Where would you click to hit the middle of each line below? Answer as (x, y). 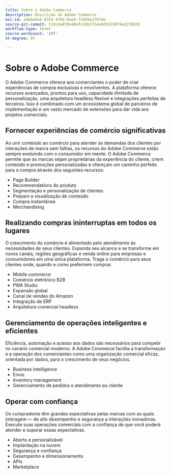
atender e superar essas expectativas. (45, 430)
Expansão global (30, 291)
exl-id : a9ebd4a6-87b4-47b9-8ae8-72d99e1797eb (55, 19)
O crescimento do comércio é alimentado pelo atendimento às (70, 243)
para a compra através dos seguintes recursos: (55, 170)
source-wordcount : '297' (32, 34)
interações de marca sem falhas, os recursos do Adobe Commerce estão (82, 148)
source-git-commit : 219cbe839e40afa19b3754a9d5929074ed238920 (73, 24)
